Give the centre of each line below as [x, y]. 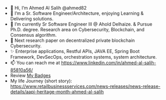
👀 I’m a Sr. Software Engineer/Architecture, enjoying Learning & [77, 13]
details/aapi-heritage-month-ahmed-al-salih [57, 92]
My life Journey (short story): [41, 81]
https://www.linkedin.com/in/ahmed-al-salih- [109, 63]
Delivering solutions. [32, 19]
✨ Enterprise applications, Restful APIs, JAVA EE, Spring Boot [75, 51]
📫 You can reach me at [35, 63]
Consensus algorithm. [33, 35]
